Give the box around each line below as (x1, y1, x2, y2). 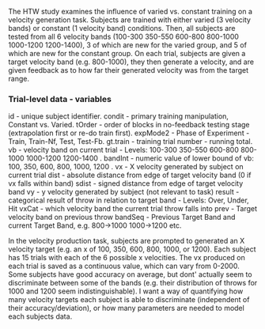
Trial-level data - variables (8, 93, 112, 104)
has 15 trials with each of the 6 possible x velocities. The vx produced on (8, 253, 245, 263)
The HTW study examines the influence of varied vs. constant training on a (8, 7, 253, 16)
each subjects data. (8, 312, 73, 321)
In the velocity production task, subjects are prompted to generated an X (8, 236, 245, 246)
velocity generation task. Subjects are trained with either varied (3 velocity (8, 15, 252, 25)
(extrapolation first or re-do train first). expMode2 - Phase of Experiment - (8, 128, 250, 138)
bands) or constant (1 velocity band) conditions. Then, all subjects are (8, 24, 236, 32)
